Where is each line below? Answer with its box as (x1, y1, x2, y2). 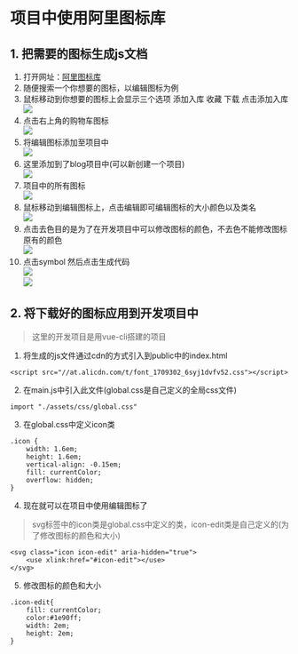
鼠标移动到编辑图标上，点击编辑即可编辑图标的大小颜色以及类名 (22, 202, 256, 212)
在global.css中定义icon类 (22, 419, 115, 429)
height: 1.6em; (26, 452, 82, 461)
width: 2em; (26, 621, 70, 630)
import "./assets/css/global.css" (10, 402, 138, 411)
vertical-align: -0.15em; (26, 459, 122, 469)
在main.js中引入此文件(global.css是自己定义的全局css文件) (22, 384, 238, 395)
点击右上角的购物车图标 (22, 116, 109, 125)
